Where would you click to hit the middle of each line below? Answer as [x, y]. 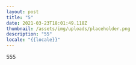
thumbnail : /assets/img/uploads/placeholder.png [68, 29]
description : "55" [29, 34]
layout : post [23, 12]
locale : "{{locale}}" [33, 40]
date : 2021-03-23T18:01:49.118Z [47, 23]
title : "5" [20, 17]
